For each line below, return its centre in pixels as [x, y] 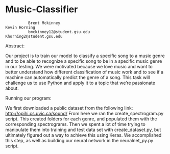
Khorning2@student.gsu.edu [34, 36]
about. [12, 88]
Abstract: [15, 46]
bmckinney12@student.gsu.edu [59, 32]
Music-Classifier [42, 9]
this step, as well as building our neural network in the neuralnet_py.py [79, 140]
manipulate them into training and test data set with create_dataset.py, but [83, 130]
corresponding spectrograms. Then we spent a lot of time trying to [75, 124]
